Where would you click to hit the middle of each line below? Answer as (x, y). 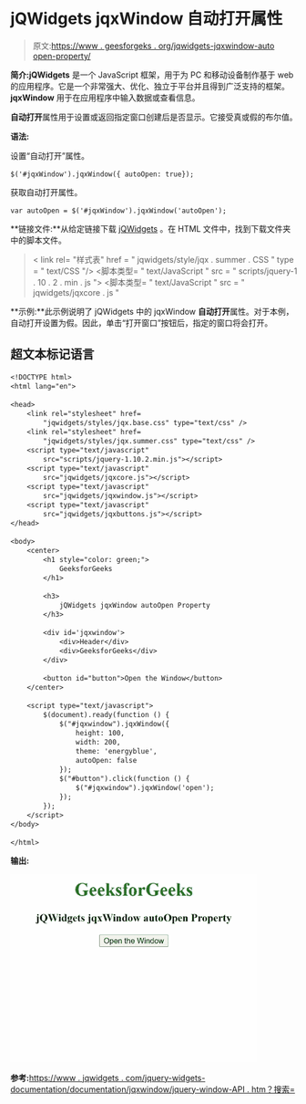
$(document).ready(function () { (107, 714)
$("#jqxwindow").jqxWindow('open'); (145, 787)
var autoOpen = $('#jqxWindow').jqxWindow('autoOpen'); (118, 211)
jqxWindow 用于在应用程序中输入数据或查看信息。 (105, 98)
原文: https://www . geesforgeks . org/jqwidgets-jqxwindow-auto (153, 46)
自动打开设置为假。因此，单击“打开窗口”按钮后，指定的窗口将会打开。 (142, 323)
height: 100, (100, 733)
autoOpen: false (106, 760)
